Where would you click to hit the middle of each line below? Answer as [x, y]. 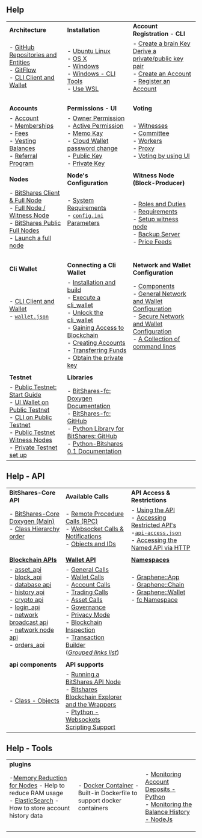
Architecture [28, 30]
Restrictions [149, 500]
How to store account [40, 808]
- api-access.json [156, 532]
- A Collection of [156, 339]
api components [33, 664]
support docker [100, 801]
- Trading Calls [87, 592]
